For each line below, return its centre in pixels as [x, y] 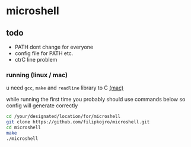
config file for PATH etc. [44, 53]
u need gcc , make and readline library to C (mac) [65, 88]
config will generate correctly [42, 106]
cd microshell [24, 128]
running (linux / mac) [37, 75]
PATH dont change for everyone [54, 47]
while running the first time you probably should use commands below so [96, 100]
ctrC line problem [36, 60]
